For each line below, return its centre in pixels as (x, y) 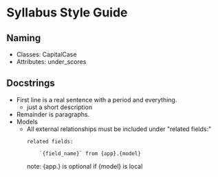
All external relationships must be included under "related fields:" (119, 129)
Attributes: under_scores (51, 62)
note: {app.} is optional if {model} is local (85, 166)
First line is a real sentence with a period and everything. (97, 99)
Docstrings (31, 83)
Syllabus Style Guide (67, 13)
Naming (24, 38)
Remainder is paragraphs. (53, 114)
